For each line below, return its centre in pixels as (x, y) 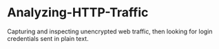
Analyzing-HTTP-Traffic (78, 13)
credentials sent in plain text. (48, 38)
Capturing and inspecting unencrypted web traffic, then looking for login (110, 31)
